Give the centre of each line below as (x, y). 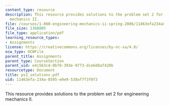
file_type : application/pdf (35, 33)
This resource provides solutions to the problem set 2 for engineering (77, 93)
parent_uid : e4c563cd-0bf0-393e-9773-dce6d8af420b (59, 65)
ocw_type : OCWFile (24, 51)
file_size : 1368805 (26, 28)
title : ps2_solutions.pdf (32, 75)
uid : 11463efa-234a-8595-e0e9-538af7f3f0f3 (52, 79)
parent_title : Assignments (33, 56)
